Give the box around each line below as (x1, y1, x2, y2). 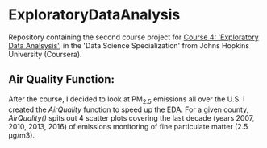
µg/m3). (8, 130, 35, 140)
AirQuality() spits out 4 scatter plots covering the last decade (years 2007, (8, 113, 255, 122)
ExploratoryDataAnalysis (8, 6, 181, 24)
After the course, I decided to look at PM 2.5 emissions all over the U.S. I (8, 94, 245, 105)
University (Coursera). (8, 49, 82, 59)
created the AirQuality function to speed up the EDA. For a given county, (8, 105, 249, 114)
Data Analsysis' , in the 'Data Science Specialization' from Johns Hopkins (8, 40, 250, 50)
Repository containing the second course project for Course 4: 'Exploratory (8, 32, 260, 42)
